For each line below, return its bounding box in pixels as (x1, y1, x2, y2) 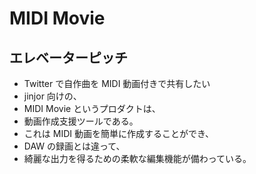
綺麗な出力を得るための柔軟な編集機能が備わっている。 (23, 153, 252, 164)
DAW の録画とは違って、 (23, 140, 126, 152)
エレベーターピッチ (9, 49, 128, 66)
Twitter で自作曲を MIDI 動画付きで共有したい (23, 78, 211, 89)
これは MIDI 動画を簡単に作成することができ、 (23, 128, 214, 139)
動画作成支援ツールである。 (23, 115, 139, 127)
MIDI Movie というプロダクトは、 (23, 103, 161, 114)
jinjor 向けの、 (23, 90, 82, 102)
